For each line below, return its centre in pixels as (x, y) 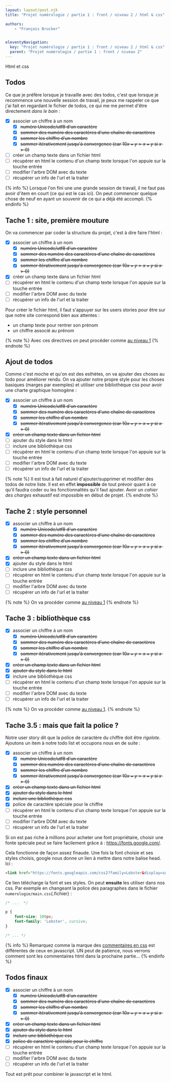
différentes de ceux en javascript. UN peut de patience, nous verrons (78, 950)
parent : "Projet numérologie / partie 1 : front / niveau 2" (76, 52)
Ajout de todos (29, 362)
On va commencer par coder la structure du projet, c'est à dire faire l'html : (84, 233)
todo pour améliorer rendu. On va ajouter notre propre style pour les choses (85, 379)
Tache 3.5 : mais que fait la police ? (62, 725)
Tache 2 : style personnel (46, 511)
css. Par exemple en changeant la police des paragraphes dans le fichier (81, 888)
